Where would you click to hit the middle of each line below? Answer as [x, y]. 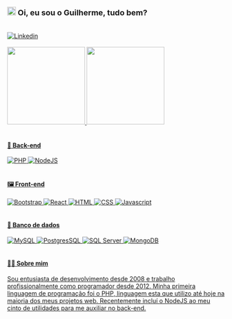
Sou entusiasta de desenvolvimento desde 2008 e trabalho [91, 279]
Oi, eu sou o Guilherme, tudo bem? [83, 13]
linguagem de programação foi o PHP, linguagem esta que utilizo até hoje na [116, 294]
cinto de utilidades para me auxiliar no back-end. [77, 308]
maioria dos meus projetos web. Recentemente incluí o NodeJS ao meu [109, 301]
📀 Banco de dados [33, 225]
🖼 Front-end [26, 184]
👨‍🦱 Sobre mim [28, 263]
